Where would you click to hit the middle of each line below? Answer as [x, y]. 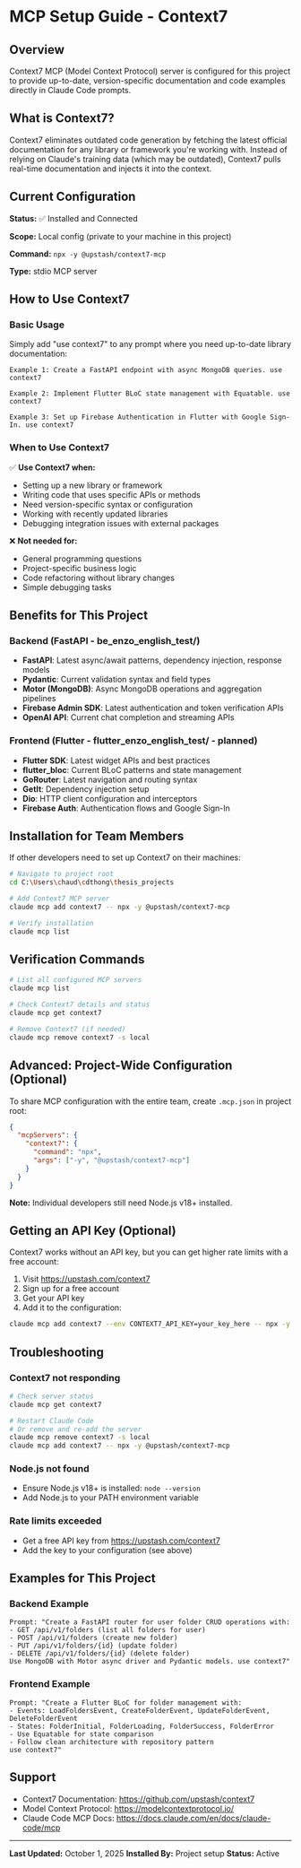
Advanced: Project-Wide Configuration [121, 1066]
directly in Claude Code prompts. [70, 90]
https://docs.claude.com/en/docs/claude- [193, 1818]
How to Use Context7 [69, 299]
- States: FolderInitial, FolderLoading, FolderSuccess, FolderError [142, 1726]
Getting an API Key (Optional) [93, 1230]
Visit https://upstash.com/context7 [86, 1279]
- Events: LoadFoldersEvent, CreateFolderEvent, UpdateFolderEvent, [140, 1710]
